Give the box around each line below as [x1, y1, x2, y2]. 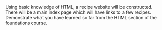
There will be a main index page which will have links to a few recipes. [5, 9, 152, 15]
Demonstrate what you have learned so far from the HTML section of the [5, 15, 157, 20]
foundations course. [5, 20, 47, 26]
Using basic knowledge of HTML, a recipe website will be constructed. [5, 4, 153, 10]
